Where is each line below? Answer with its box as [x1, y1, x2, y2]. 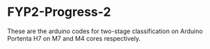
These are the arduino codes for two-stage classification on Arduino [7, 27, 203, 35]
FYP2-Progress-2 [7, 4, 111, 20]
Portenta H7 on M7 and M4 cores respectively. [7, 34, 141, 42]
